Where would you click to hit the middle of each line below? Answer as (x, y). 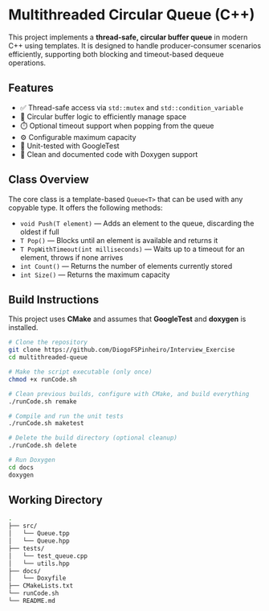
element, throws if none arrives (71, 257)
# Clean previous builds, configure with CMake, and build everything (129, 394)
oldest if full (39, 232)
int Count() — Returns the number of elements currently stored (126, 266)
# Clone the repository (48, 343)
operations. (27, 63)
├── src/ (23, 526)
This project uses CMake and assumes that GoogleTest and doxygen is (127, 319)
